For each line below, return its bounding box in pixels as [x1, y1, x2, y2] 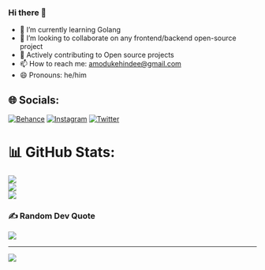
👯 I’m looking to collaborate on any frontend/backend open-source [19, 33, 237, 43]
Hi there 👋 [8, 7, 47, 18]
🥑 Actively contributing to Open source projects [19, 51, 175, 60]
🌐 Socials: [8, 93, 60, 107]
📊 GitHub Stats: [8, 144, 116, 161]
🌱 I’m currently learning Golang [19, 25, 121, 35]
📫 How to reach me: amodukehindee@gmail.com [19, 59, 181, 69]
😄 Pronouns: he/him [19, 70, 87, 80]
